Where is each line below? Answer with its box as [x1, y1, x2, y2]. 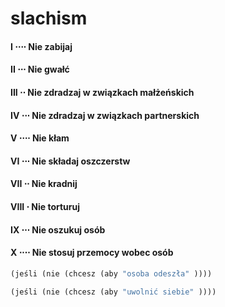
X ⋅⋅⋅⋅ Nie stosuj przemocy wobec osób [10, 247, 174, 259]
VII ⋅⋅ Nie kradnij [10, 178, 78, 190]
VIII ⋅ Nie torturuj [10, 200, 81, 212]
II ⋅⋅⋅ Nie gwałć [10, 63, 70, 76]
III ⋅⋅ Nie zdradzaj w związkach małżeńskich [10, 86, 195, 98]
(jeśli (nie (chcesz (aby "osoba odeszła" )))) [10, 268, 213, 279]
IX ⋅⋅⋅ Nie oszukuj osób [10, 223, 106, 236]
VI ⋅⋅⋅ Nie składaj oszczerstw [10, 155, 131, 167]
